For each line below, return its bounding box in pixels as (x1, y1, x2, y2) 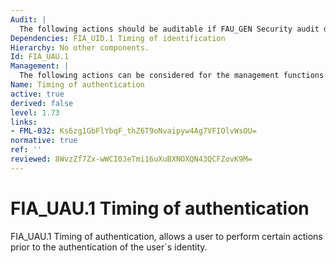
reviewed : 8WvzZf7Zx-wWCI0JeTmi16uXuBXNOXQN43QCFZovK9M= (10, 154, 253, 164)
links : (10, 117, 38, 127)
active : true (10, 89, 65, 99)
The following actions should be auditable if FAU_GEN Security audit (19, 24, 320, 34)
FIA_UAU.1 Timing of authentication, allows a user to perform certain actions (10, 230, 323, 242)
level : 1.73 (10, 107, 60, 118)
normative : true (10, 136, 78, 146)
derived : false (10, 98, 74, 108)
